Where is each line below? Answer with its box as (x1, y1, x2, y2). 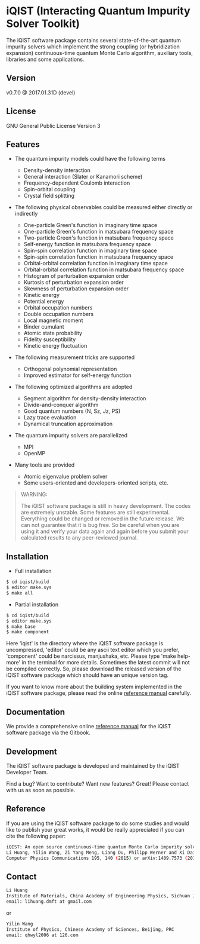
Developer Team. (6, 768, 48, 776)
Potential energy (23, 298, 64, 305)
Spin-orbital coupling (23, 186, 76, 193)
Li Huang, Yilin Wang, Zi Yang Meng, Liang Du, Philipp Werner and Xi (6, 850, 185, 856)
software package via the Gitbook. (6, 729, 91, 736)
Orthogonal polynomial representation (23, 366, 117, 373)
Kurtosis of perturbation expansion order (23, 279, 124, 286)
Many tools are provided (14, 461, 75, 468)
